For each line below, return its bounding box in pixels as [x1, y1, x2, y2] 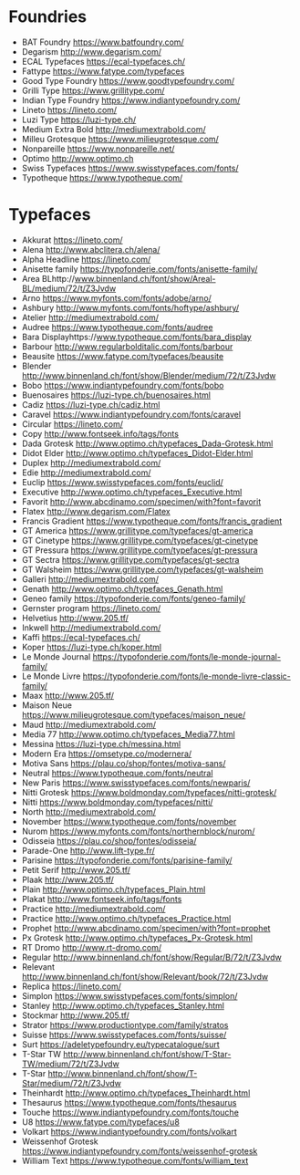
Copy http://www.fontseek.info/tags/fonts [21, 428, 180, 439]
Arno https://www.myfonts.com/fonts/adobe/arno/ [21, 292, 212, 303]
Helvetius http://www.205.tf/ [21, 612, 129, 623]
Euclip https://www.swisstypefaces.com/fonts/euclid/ [21, 476, 224, 487]
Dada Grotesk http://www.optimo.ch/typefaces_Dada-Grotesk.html [21, 438, 274, 449]
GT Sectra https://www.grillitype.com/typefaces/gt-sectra [21, 554, 240, 565]
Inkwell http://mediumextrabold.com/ [21, 622, 161, 633]
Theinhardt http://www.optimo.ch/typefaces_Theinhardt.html [21, 1087, 251, 1098]
